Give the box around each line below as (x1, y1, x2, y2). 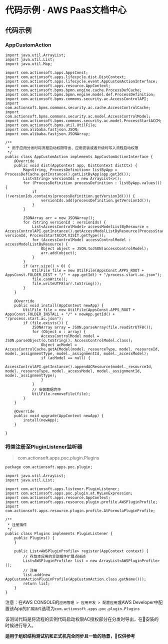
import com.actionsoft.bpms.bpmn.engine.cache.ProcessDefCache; (5, 87, 142, 92)
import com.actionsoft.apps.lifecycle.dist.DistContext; (5, 74, 126, 79)
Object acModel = (40, 342, 77, 347)
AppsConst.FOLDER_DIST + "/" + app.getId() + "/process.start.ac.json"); (5, 272, 162, 277)
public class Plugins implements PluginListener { (5, 531, 113, 536)
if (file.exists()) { (23, 320, 68, 325)
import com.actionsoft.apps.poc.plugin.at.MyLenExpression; (5, 491, 133, 496)
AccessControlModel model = (40, 333, 99, 338)
